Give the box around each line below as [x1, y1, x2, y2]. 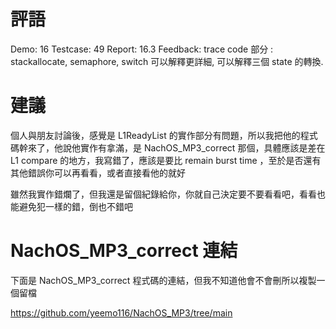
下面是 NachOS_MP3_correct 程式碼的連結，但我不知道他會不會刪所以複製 [10, 274, 317, 286]
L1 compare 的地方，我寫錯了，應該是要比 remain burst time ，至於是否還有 [10, 154, 322, 166]
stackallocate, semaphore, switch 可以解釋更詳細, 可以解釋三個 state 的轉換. [10, 55, 324, 67]
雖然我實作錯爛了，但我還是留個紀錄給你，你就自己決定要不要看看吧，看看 [10, 188, 317, 200]
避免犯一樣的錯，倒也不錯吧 [18, 200, 133, 212]
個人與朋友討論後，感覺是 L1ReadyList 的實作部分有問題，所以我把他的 [10, 129, 301, 141]
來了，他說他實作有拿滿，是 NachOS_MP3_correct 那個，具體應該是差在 [27, 141, 326, 154]
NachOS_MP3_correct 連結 [10, 240, 238, 262]
